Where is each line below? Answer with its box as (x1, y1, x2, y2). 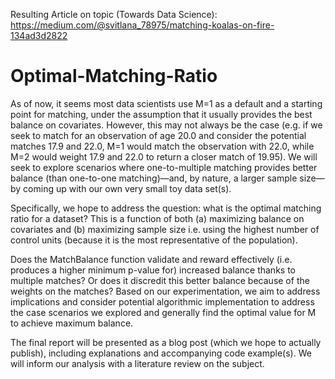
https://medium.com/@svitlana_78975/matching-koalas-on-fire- (10, 19, 275, 31)
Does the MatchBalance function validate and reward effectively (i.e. (10, 253, 293, 265)
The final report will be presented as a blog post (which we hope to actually (10, 336, 322, 348)
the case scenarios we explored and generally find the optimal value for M (10, 306, 317, 318)
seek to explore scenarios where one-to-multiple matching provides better (10, 161, 318, 173)
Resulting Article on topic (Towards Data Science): (10, 9, 218, 20)
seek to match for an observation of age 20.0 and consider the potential (10, 129, 307, 141)
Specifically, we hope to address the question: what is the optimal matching (10, 202, 322, 214)
